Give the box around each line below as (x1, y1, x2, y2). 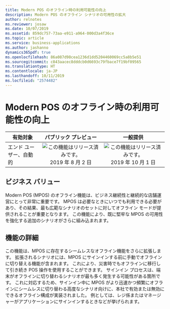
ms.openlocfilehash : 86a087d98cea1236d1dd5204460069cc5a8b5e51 (5, 54, 142, 60)
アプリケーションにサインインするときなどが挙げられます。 (18, 298, 143, 304)
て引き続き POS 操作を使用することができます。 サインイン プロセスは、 (5, 267, 156, 273)
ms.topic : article (5, 36, 44, 41)
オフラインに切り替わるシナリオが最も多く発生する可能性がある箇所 (14, 273, 156, 279)
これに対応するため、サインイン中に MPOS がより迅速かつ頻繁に (15, 280, 150, 286)
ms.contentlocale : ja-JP (5, 69, 58, 74)
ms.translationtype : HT (5, 64, 56, 69)
